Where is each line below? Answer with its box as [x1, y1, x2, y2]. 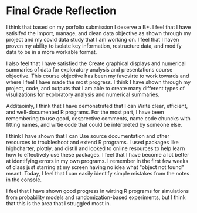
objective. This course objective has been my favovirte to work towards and [6, 72, 189, 79]
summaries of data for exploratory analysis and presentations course [6, 66, 173, 73]
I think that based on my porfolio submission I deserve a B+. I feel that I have [6, 23, 191, 31]
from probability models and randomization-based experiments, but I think [6, 194, 186, 201]
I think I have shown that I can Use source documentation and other [6, 132, 170, 139]
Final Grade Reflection [6, 4, 117, 18]
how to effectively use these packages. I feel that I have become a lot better [6, 151, 189, 158]
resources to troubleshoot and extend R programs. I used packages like [6, 138, 179, 146]
